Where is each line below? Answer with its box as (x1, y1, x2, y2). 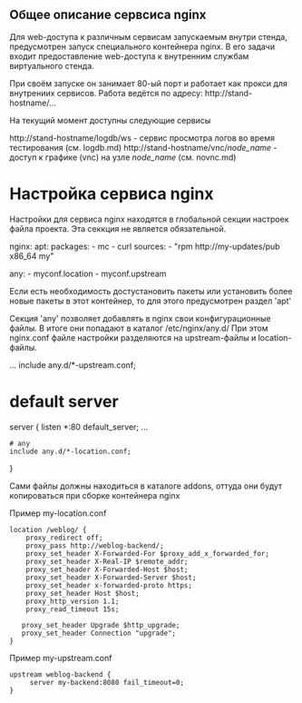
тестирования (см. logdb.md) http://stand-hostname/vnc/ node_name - (9, 142, 278, 153)
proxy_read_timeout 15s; (25, 604, 120, 614)
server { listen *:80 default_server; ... (9, 421, 149, 432)
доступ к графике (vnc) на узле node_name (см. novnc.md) (9, 152, 237, 163)
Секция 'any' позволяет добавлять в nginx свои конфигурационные (9, 312, 271, 323)
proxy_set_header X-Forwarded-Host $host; (25, 565, 189, 574)
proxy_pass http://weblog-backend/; (25, 540, 165, 550)
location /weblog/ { (9, 525, 88, 534)
